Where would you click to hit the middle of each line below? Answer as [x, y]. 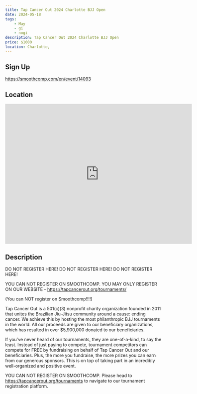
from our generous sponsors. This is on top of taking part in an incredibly [80, 361]
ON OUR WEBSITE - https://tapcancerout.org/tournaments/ [66, 289]
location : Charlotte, [28, 47]
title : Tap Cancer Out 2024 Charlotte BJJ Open [55, 10]
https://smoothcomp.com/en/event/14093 [48, 79]
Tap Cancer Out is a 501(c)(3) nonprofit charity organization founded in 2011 [83, 309]
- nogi [21, 33]
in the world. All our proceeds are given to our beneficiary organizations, [80, 325]
